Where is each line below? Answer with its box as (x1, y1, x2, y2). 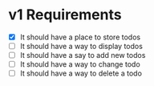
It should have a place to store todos (19, 32, 141, 42)
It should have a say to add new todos (19, 51, 146, 60)
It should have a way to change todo (19, 59, 140, 69)
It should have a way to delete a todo (19, 68, 143, 78)
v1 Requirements (8, 6, 122, 24)
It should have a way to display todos (19, 42, 143, 51)
